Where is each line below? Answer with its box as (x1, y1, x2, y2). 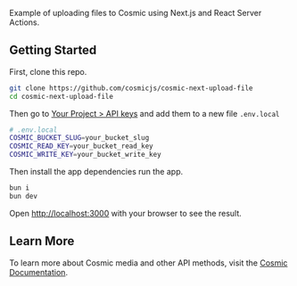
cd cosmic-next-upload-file (9, 92, 114, 101)
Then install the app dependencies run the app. (9, 167, 184, 177)
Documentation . (9, 266, 69, 277)
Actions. (9, 17, 40, 28)
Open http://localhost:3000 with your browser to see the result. (9, 208, 243, 218)
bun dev (9, 192, 38, 200)
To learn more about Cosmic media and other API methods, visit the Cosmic (9, 257, 288, 268)
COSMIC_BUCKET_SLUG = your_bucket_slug (9, 134, 150, 143)
